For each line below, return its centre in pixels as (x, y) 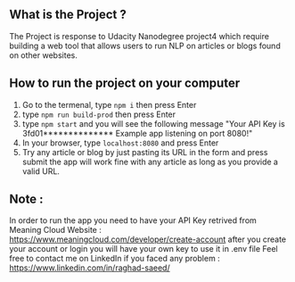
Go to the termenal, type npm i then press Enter (109, 104)
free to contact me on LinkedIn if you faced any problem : (115, 259)
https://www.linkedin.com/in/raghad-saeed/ (90, 268)
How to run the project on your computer (125, 83)
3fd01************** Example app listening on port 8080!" (137, 133)
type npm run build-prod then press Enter (99, 114)
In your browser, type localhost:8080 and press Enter (120, 143)
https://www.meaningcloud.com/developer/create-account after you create (148, 239)
